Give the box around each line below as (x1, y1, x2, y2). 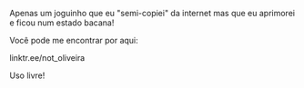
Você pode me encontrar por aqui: (9, 35, 138, 45)
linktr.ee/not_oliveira (9, 53, 86, 63)
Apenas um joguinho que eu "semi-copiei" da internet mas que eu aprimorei (9, 8, 296, 18)
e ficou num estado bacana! (9, 17, 115, 28)
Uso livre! (9, 70, 46, 81)
